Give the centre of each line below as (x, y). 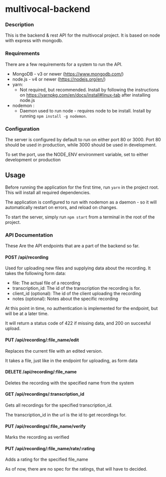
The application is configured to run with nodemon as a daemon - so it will (81, 202)
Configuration (22, 129)
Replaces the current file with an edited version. (54, 351)
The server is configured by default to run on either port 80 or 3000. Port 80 (83, 140)
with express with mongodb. (34, 41)
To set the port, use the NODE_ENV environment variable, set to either (77, 155)
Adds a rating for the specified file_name (47, 460)
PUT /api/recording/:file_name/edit (42, 340)
